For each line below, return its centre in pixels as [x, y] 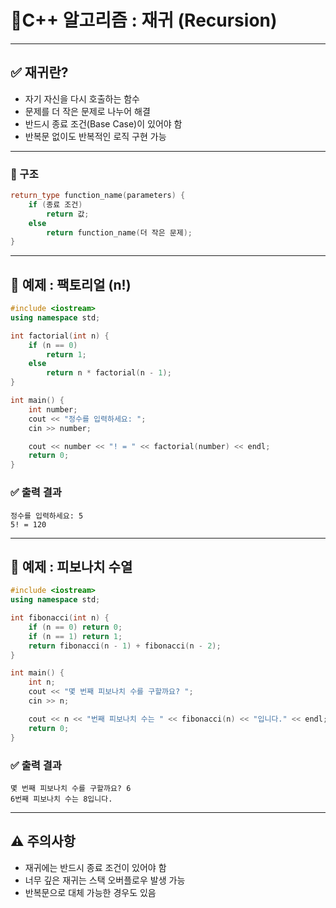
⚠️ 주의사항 [43, 841]
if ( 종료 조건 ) [55, 204]
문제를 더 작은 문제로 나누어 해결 [87, 111]
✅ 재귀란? [39, 72]
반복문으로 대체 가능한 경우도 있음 [90, 892]
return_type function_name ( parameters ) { [98, 196]
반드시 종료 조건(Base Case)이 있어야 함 [103, 123]
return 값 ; [68, 214]
